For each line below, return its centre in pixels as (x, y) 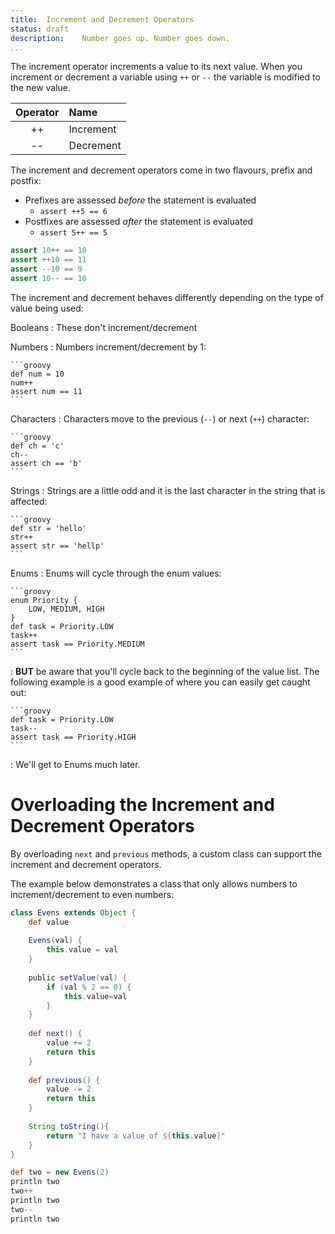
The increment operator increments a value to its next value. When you (156, 67)
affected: (29, 501)
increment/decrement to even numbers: (92, 894)
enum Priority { (44, 600)
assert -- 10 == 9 (46, 269)
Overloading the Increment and (142, 805)
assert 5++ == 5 (73, 233)
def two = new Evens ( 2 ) (60, 1172)
